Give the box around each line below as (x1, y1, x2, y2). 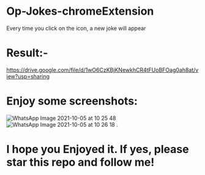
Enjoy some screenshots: (6, 94, 138, 108)
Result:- (6, 46, 48, 60)
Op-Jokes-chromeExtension (6, 4, 154, 18)
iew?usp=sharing (6, 72, 50, 80)
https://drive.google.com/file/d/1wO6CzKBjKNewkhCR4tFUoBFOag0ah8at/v (6, 66, 199, 73)
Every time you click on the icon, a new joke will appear (6, 24, 146, 32)
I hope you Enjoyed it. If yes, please (6, 143, 189, 156)
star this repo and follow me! (6, 155, 155, 169)
